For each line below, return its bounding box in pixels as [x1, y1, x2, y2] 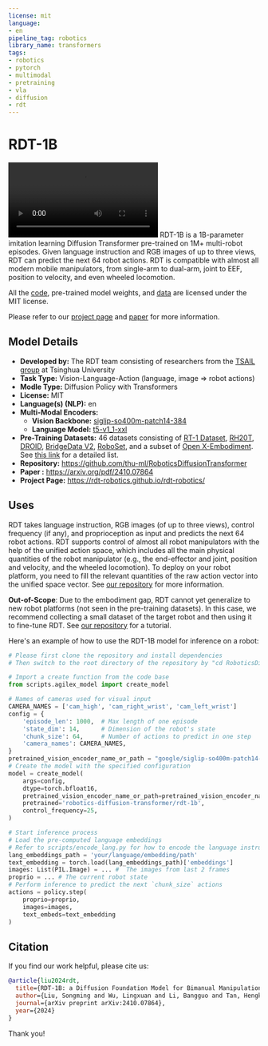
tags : [8, 49, 26, 57]
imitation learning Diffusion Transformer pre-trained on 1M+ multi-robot [8, 238, 243, 248]
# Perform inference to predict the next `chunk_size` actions [8, 881, 223, 889]
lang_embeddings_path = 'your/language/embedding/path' [8, 851, 198, 859]
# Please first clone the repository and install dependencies [8, 651, 223, 659]
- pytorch [8, 64, 41, 72]
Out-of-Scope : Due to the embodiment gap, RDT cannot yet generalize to [8, 595, 251, 604]
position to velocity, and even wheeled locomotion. [8, 273, 175, 283]
